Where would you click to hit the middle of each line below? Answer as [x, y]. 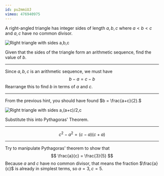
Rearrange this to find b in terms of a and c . [49, 86]
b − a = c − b [82, 79]
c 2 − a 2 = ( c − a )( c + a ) [82, 134]
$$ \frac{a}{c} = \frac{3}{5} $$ [82, 156]
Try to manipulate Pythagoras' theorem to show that [57, 148]
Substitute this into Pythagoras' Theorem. [47, 119]
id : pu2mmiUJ [18, 10]
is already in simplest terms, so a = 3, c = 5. [59, 169]
